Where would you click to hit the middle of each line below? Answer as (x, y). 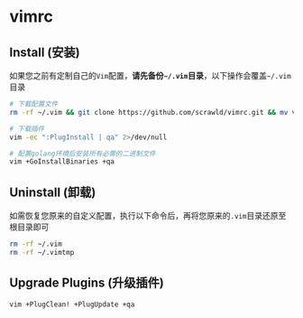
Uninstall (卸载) (53, 192)
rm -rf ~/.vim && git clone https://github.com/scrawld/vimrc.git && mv (149, 112)
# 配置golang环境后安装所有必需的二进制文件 (83, 154)
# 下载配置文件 (34, 104)
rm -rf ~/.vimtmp (42, 252)
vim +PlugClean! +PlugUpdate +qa (72, 304)
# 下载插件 (27, 128)
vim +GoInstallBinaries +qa (62, 162)
